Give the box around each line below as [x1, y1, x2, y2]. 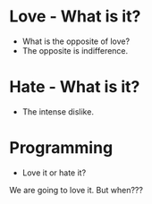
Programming [9, 138, 114, 158]
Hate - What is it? [9, 77, 140, 98]
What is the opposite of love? [21, 36, 131, 47]
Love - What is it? [9, 6, 141, 27]
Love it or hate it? [21, 167, 87, 178]
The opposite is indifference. [21, 45, 129, 55]
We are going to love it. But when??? [9, 184, 143, 195]
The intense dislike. [21, 106, 94, 117]
